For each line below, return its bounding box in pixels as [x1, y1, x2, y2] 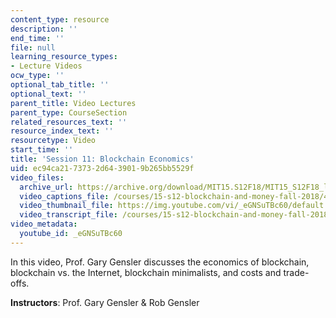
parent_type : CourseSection [10, 107, 128, 118]
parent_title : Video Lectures [10, 98, 137, 108]
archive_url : [19, 182, 74, 192]
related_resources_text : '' [10, 117, 128, 127]
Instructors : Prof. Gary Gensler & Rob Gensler [10, 296, 200, 308]
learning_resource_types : [10, 52, 118, 62]
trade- [283, 266, 310, 278]
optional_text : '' [10, 89, 87, 99]
